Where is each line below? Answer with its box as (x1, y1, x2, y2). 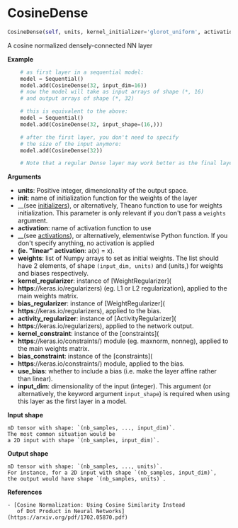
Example (7, 55, 34, 63)
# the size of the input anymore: (20, 140, 122, 147)
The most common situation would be (7, 431, 115, 438)
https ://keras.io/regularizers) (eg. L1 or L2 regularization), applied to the (17, 284, 228, 293)
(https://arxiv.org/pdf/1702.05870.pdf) (7, 514, 129, 522)
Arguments (7, 172, 42, 181)
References (7, 488, 42, 497)
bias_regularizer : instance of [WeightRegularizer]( (17, 299, 165, 308)
